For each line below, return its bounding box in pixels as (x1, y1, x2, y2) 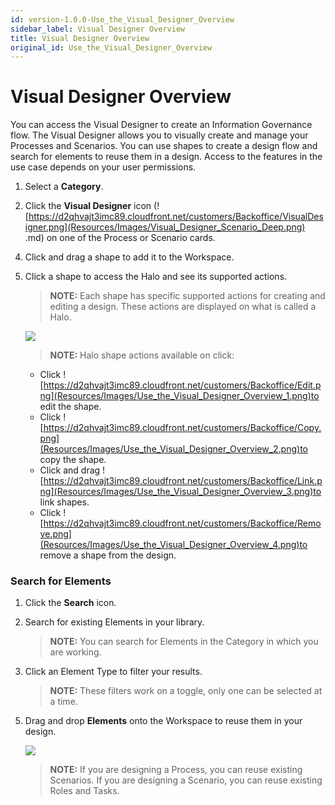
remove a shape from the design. (39, 549, 177, 561)
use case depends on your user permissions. (10, 161, 197, 173)
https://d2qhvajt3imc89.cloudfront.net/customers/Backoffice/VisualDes (28, 211, 324, 223)
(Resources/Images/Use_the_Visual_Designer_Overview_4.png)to (39, 539, 308, 551)
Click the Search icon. (24, 597, 117, 609)
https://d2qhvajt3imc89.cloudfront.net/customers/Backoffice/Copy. (43, 422, 322, 434)
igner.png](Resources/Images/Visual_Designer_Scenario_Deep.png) (24, 221, 306, 233)
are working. (49, 646, 102, 658)
